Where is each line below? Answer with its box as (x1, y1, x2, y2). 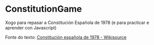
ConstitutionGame (5, 3, 82, 15)
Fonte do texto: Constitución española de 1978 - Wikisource (5, 34, 127, 40)
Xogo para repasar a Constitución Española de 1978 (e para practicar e (5, 20, 150, 25)
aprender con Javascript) (5, 24, 57, 30)
